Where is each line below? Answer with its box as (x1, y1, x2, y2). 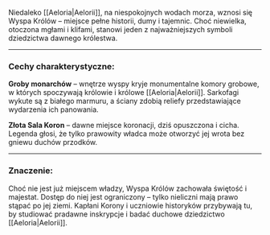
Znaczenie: (8, 165, 54, 176)
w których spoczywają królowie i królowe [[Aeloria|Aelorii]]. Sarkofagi (8, 88, 239, 97)
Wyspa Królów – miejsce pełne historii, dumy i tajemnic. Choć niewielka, (8, 16, 247, 26)
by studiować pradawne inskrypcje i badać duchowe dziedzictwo (8, 209, 225, 219)
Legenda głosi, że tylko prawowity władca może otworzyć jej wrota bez (8, 129, 245, 138)
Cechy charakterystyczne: (8, 60, 115, 72)
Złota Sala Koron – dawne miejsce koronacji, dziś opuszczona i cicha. (8, 121, 239, 130)
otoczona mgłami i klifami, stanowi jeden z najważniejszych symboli (8, 25, 233, 34)
